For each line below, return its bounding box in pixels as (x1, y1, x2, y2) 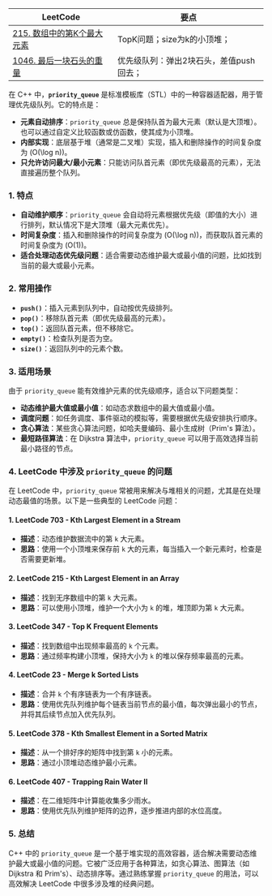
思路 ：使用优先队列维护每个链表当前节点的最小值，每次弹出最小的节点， (19, 700, 261, 709)
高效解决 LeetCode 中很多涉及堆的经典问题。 (8, 878, 159, 888)
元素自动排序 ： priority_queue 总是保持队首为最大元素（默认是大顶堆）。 (19, 117, 261, 127)
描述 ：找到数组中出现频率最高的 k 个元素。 (19, 640, 164, 650)
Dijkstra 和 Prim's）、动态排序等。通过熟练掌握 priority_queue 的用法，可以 (8, 868, 259, 878)
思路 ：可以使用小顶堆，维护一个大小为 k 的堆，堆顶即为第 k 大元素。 (19, 602, 249, 612)
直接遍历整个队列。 (19, 168, 85, 177)
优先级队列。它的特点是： (15, 100, 101, 109)
